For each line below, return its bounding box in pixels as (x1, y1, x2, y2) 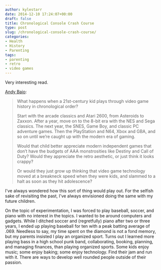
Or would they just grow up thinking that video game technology (16, 168, 145, 174)
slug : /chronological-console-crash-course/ (5, 30, 97, 35)
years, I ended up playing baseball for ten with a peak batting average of (5, 223, 150, 229)
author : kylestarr (5, 7, 42, 12)
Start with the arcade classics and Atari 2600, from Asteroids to (16, 113, 145, 118)
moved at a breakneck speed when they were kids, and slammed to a (16, 174, 156, 179)
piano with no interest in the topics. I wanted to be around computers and (5, 213, 152, 218)
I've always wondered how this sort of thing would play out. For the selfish (5, 188, 154, 193)
